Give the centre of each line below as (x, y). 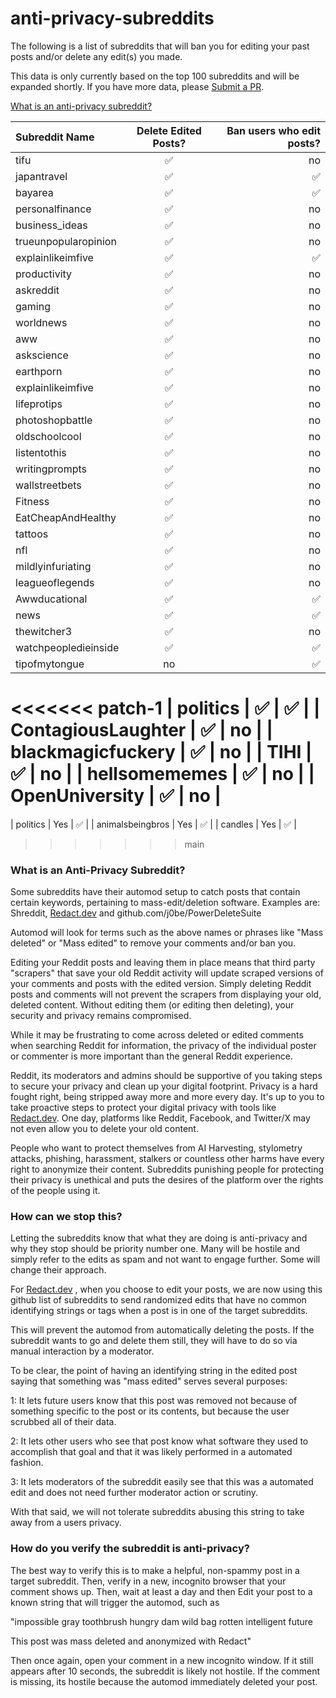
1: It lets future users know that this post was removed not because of (154, 1401)
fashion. (27, 1463)
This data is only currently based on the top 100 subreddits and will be (155, 76)
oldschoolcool (48, 436)
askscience (42, 355)
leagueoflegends (55, 582)
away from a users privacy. (66, 1523)
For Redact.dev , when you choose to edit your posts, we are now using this (166, 1289)
